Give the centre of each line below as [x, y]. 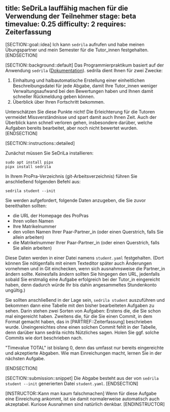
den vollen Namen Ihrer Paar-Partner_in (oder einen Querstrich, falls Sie [88, 232]
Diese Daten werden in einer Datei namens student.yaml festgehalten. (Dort [84, 258]
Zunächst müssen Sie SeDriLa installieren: [49, 153]
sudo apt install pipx [29, 162]
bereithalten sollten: [26, 206]
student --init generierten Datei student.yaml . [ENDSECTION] [72, 384]
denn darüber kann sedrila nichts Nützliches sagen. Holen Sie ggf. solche [82, 332]
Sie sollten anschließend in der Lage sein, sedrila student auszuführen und [85, 300]
